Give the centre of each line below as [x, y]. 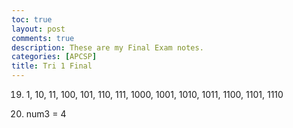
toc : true [32, 19]
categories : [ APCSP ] [54, 57]
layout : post [38, 29]
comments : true [43, 38]
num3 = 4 [46, 114]
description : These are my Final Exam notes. [107, 47]
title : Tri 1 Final [52, 66]
